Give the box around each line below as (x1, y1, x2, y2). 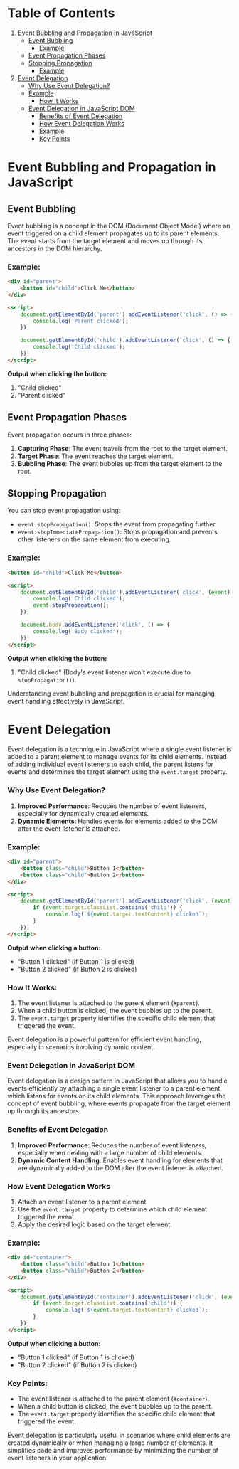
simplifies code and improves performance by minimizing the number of (7, 1446, 219, 1455)
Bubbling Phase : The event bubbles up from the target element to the (17, 459, 223, 467)
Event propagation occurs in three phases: (7, 430, 132, 439)
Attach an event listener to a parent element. (17, 1197, 148, 1206)
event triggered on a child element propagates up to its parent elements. (7, 229, 220, 238)
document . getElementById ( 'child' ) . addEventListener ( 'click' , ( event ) (20, 588, 231, 595)
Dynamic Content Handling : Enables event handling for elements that (17, 1156, 223, 1165)
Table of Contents (7, 5, 115, 21)
